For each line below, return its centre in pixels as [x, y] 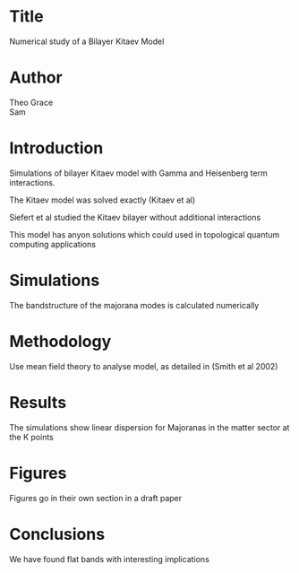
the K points [31, 437]
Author [36, 78]
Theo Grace [31, 102]
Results [38, 402]
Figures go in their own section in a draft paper [96, 498]
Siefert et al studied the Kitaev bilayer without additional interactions [135, 217]
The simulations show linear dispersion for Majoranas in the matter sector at [149, 427]
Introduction [56, 148]
